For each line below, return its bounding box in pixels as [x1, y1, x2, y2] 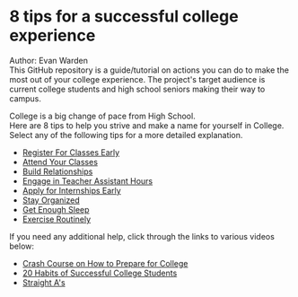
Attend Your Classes [22, 156, 99, 167]
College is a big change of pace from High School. [9, 110, 196, 121]
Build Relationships [22, 166, 93, 177]
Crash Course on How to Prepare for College [22, 258, 188, 268]
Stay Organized [22, 195, 81, 205]
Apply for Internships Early [22, 185, 121, 196]
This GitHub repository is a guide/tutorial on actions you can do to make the [9, 65, 290, 75]
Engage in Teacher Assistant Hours [22, 175, 153, 186]
